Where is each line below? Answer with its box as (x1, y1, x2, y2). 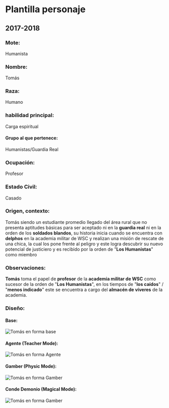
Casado (5, 195, 22, 201)
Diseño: (5, 305, 25, 312)
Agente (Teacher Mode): (5, 340, 59, 346)
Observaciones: (5, 264, 46, 271)
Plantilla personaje (5, 4, 86, 15)
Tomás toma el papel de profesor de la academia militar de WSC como (5, 276, 156, 282)
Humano (5, 99, 23, 105)
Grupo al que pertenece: (5, 135, 58, 141)
